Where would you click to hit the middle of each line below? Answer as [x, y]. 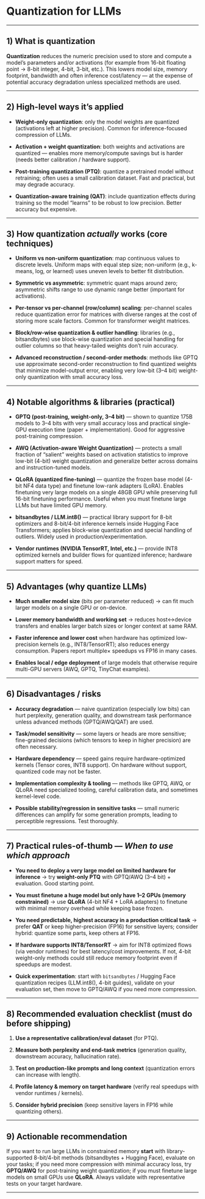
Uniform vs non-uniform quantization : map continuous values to [97, 258]
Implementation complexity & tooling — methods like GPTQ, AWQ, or [103, 783]
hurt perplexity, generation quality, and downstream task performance [103, 715]
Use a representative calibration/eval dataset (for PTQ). [87, 1038]
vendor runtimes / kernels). [49, 1093]
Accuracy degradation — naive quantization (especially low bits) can [103, 709]
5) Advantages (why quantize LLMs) [77, 586]
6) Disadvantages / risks [54, 694]
